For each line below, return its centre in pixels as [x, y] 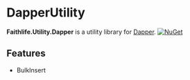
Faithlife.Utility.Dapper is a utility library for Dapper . [81, 32]
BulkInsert [31, 70]
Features [26, 53]
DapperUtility [46, 13]
